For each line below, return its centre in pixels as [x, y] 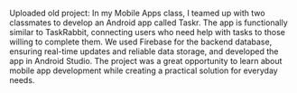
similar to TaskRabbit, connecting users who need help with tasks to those [148, 32]
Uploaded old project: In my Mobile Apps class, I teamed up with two [137, 13]
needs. [22, 80]
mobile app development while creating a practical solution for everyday [144, 70]
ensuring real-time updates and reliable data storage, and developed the [144, 51]
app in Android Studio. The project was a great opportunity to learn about [146, 61]
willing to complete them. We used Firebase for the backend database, [141, 42]
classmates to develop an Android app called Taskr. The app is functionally [149, 23]
